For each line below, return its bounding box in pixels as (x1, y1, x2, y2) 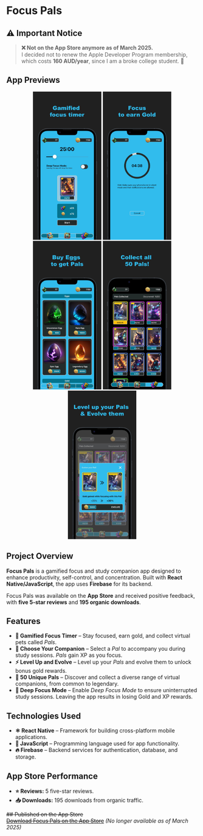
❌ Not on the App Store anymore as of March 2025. (21, 44, 153, 51)
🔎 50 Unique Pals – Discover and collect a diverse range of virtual (15, 674, 181, 681)
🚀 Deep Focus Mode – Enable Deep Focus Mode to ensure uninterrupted (15, 687, 198, 694)
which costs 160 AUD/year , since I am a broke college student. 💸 (21, 57, 184, 65)
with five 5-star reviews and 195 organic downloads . (6, 598, 141, 606)
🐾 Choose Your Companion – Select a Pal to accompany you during (15, 645, 185, 653)
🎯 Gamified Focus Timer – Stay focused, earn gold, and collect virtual (15, 632, 190, 640)
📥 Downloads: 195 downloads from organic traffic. (15, 796, 144, 804)
